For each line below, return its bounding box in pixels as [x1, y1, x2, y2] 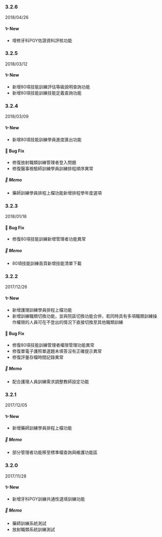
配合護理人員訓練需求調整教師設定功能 [12, 378, 89, 384]
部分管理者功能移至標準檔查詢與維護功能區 [12, 450, 98, 456]
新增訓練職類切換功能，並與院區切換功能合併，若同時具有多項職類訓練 [12, 313, 153, 319]
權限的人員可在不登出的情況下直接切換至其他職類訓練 [16, 319, 123, 325]
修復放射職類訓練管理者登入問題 [12, 159, 76, 165]
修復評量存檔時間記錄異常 [12, 354, 64, 360]
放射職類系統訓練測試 [12, 526, 55, 532]
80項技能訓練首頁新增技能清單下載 [12, 260, 82, 266]
